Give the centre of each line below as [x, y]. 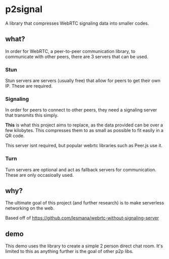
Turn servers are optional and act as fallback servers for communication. [81, 169]
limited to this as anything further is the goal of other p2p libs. [69, 251]
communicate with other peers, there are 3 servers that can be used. [77, 56]
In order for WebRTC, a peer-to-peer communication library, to [70, 51]
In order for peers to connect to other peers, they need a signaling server [81, 110]
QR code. [15, 136]
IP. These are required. [29, 86]
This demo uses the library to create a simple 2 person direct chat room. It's [84, 246]
